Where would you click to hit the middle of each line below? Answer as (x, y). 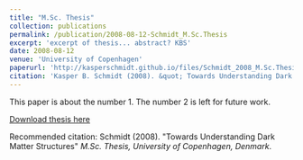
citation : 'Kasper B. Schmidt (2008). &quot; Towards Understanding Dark (151, 76)
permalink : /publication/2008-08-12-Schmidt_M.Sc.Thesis (119, 34)
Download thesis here (50, 119)
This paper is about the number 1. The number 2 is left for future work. (140, 102)
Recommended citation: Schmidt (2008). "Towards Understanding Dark (142, 137)
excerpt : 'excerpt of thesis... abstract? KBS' (101, 43)
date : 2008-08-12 (42, 51)
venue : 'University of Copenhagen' (76, 59)
